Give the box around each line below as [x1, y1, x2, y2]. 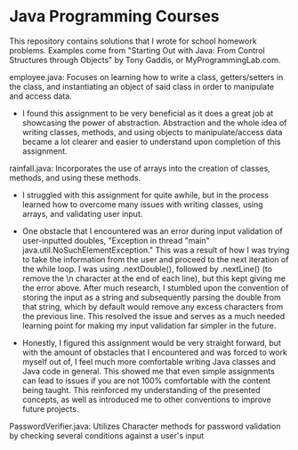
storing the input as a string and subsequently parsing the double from [21, 292, 282, 302]
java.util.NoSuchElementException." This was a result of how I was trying [21, 245, 290, 255]
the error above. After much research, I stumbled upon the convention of [21, 282, 289, 293]
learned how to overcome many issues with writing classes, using [21, 198, 264, 210]
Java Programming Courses [9, 6, 220, 27]
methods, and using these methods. [9, 172, 141, 183]
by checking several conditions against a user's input [9, 430, 205, 441]
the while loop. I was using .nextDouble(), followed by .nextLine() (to [21, 263, 273, 274]
